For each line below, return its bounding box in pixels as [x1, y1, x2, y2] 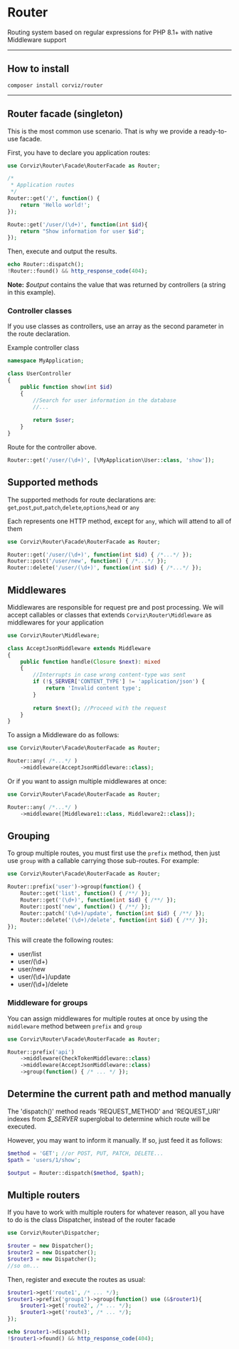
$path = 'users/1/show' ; [7, 1156, 81, 1163]
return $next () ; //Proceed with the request [33, 704, 167, 712]
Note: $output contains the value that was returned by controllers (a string [7, 281, 226, 289]
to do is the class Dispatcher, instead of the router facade [7, 1216, 176, 1224]
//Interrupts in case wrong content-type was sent [33, 672, 186, 679]
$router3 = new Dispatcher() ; [7, 1255, 97, 1263]
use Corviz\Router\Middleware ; [7, 632, 100, 639]
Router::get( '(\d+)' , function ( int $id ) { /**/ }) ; [20, 896, 176, 904]
